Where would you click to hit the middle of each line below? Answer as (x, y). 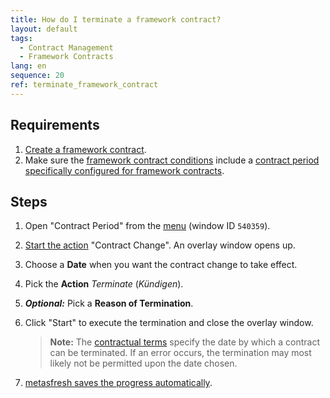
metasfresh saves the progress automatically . (118, 383)
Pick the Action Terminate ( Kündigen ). (104, 284)
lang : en (28, 66)
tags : (21, 38)
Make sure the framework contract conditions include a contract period (172, 160)
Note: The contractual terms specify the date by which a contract (184, 342)
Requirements (55, 125)
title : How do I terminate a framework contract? (116, 19)
